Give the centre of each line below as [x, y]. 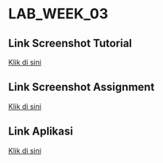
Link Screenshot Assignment [81, 87]
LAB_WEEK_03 [58, 14]
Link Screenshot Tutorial [70, 43]
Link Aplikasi [41, 132]
